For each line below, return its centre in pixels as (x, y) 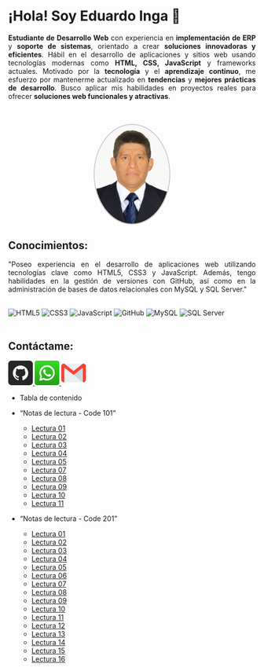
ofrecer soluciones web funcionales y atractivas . (89, 96)
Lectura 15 (48, 651)
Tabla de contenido (51, 398)
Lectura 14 (48, 642)
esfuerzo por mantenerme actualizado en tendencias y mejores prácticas (132, 79)
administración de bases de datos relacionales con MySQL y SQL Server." (128, 289)
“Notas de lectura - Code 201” (68, 519)
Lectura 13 (48, 634)
